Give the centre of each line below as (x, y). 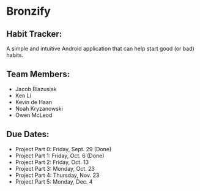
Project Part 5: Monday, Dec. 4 (54, 181)
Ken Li (23, 95)
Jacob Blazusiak (36, 89)
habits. (15, 55)
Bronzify (28, 11)
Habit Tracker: (34, 34)
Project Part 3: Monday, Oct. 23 (55, 168)
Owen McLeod (34, 115)
